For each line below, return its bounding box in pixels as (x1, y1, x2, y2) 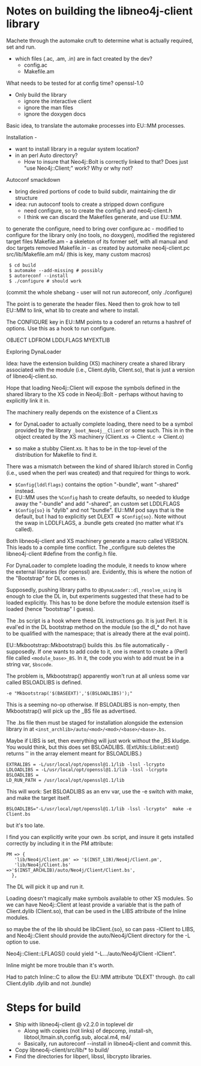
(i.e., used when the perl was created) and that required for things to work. (6, 469, 191, 476)
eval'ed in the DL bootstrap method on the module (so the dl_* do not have (6, 623, 191, 630)
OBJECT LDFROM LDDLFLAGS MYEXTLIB (6, 336, 110, 344)
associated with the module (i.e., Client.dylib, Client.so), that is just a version (6, 366, 195, 373)
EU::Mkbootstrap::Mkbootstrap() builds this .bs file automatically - (6, 641, 169, 648)
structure (14, 194, 38, 201)
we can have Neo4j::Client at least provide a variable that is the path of (6, 901, 182, 908)
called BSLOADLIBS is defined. (6, 678, 82, 686)
